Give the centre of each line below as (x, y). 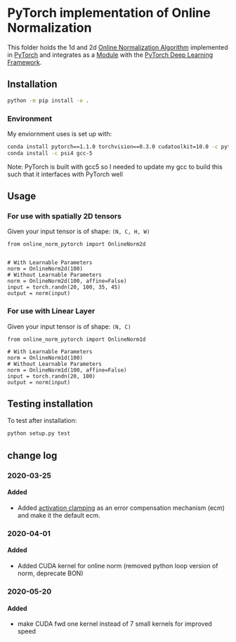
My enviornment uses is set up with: (60, 133)
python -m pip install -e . (48, 100)
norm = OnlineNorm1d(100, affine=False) (67, 370)
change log (32, 456)
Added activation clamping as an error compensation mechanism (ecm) (121, 508)
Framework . (25, 62)
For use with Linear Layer (51, 311)
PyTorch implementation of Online (109, 13)
